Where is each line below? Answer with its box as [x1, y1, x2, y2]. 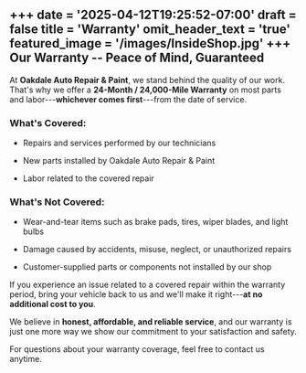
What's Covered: [9, 116, 87, 129]
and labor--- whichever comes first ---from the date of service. [9, 93, 248, 104]
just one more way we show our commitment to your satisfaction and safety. [9, 326, 297, 337]
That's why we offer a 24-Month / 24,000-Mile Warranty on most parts [9, 84, 281, 95]
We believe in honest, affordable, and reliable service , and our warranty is [9, 316, 292, 327]
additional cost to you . [9, 299, 96, 310]
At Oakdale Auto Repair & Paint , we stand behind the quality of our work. [9, 74, 286, 85]
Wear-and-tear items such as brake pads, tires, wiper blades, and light [22, 217, 289, 228]
